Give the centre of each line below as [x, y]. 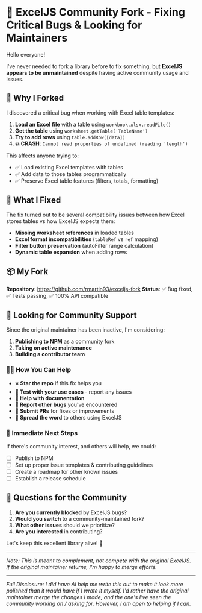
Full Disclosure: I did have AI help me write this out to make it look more [95, 584]
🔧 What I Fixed [34, 200]
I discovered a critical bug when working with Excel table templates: [90, 112]
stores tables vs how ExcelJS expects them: [61, 221]
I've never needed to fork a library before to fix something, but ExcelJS [94, 66]
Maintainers [37, 38]
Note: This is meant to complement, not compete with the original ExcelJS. [99, 561]
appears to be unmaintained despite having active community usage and [97, 72]
